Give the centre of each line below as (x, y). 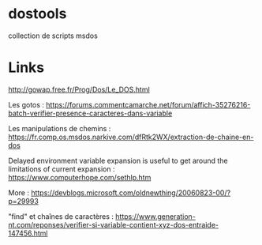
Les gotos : (26, 104)
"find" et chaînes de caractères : (61, 216)
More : (19, 192)
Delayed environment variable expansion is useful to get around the (118, 160)
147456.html (28, 233)
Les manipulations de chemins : (60, 128)
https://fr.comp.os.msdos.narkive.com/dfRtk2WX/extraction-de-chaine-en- (131, 137)
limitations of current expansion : (62, 169)
